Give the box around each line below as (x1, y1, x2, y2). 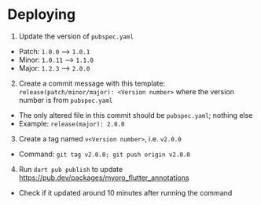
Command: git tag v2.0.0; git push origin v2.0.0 (18, 149, 190, 159)
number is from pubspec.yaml (18, 95, 113, 104)
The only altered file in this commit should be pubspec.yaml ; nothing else (18, 110, 253, 119)
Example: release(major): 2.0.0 (18, 119, 125, 128)
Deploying (7, 5, 76, 24)
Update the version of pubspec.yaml (18, 31, 134, 41)
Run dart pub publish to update (18, 164, 123, 174)
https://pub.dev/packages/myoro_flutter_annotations (18, 173, 189, 182)
